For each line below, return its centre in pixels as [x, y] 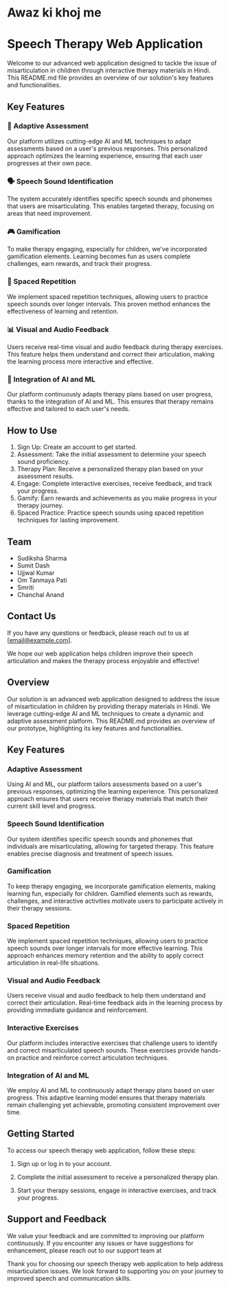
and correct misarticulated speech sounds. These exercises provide [103, 1050]
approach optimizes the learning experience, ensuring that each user [105, 155]
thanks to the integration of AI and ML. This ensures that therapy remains [111, 402]
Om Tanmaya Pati [42, 580]
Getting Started [41, 1134]
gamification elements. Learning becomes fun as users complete [99, 256]
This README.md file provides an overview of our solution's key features [111, 78]
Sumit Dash [33, 565]
